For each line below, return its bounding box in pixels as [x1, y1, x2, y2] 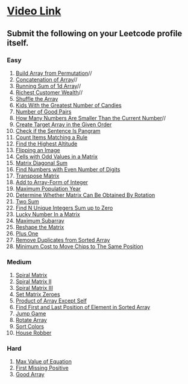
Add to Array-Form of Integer [15, 178, 89, 185]
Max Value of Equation [15, 358, 72, 365]
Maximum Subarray [15, 217, 65, 224]
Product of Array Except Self [15, 297, 87, 304]
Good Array [15, 371, 45, 378]
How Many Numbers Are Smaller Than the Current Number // [15, 114, 166, 121]
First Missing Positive [15, 364, 69, 372]
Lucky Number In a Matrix [15, 210, 80, 218]
